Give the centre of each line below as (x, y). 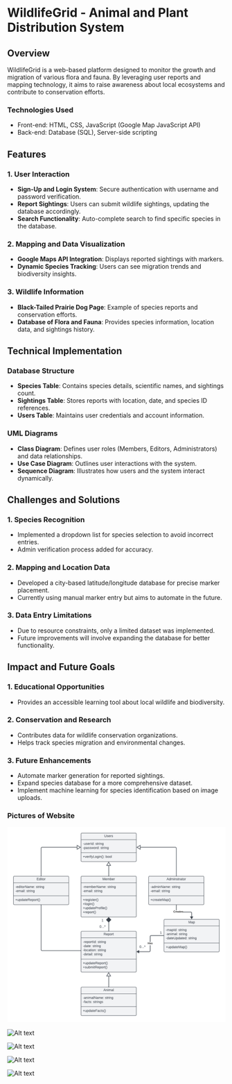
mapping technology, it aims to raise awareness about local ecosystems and (116, 84)
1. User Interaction (38, 174)
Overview (29, 53)
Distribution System (66, 27)
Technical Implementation (65, 351)
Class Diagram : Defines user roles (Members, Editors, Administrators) (117, 449)
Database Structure (41, 371)
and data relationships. (50, 456)
